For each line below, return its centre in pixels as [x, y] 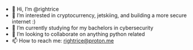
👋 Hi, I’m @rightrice [35, 9]
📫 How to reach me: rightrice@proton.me [63, 41]
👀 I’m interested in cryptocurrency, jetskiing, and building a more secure [99, 15]
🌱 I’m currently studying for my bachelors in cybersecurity [82, 28]
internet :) [24, 21]
